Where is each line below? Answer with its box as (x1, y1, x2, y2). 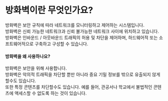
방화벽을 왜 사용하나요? (5, 53, 51, 59)
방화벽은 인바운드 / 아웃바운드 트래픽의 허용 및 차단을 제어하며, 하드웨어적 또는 (5, 34, 158, 40)
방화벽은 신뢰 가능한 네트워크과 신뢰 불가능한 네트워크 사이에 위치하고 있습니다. (5, 28, 159, 34)
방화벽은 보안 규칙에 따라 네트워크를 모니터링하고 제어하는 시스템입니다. (5, 22, 144, 28)
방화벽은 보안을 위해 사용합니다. (5, 65, 67, 71)
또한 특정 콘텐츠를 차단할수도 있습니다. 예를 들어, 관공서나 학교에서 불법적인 (5, 84, 152, 90)
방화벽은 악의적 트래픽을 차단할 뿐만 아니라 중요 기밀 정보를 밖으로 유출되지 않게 (5, 71, 160, 77)
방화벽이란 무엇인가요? (5, 4, 93, 16)
